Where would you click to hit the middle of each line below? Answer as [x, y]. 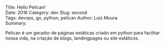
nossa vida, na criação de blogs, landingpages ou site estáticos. [72, 38]
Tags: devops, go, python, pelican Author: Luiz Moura [61, 18]
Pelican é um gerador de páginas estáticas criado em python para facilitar [82, 33]
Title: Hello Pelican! [25, 7]
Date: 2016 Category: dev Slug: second [46, 12]
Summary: [16, 23]
